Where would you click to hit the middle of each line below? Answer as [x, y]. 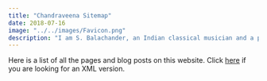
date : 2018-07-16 [37, 23]
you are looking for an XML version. [67, 69]
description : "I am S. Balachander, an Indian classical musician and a [131, 38]
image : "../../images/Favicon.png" [67, 30]
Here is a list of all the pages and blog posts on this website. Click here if [127, 60]
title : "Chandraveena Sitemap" [60, 15]
